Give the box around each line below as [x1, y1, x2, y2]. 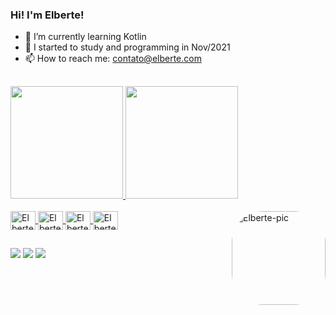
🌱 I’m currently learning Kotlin [24, 31, 147, 43]
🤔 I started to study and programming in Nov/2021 [24, 41, 231, 53]
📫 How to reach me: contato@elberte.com [24, 53, 202, 65]
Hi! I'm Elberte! [10, 8, 85, 22]
